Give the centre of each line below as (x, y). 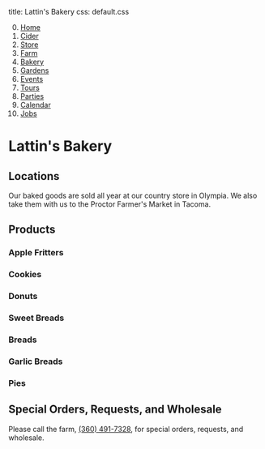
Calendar (35, 105)
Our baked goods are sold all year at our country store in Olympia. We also (133, 195)
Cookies (25, 275)
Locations (34, 176)
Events (32, 79)
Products (32, 230)
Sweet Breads (36, 318)
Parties (32, 96)
